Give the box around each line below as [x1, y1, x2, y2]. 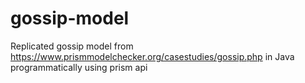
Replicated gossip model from [10, 40, 134, 52]
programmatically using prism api [10, 61, 148, 73]
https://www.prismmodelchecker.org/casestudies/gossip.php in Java [10, 50, 295, 62]
